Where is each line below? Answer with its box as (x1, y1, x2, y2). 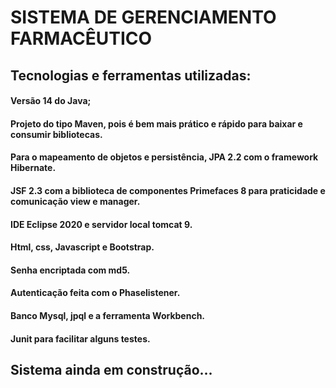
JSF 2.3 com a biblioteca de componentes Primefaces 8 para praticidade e (10, 184, 326, 196)
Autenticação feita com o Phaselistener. (10, 287, 181, 299)
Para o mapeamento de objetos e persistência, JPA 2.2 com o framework (10, 151, 319, 163)
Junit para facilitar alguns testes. (10, 332, 151, 345)
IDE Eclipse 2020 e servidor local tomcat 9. (10, 218, 193, 230)
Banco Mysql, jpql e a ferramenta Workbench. (10, 309, 206, 321)
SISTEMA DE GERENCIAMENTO (10, 6, 277, 29)
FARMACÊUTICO (10, 27, 153, 50)
